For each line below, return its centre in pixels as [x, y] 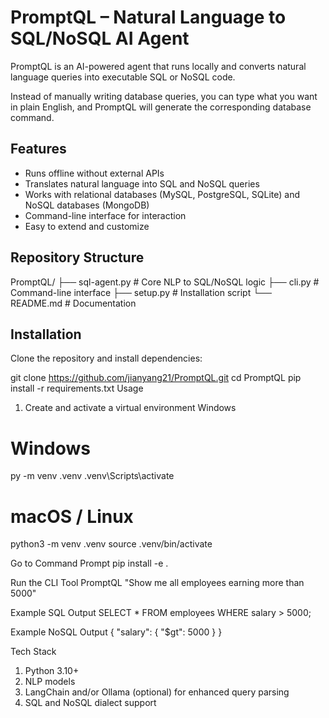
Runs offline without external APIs [94, 173]
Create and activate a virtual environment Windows [130, 408]
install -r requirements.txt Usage [77, 388]
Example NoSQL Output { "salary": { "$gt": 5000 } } [116, 632]
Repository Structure [77, 257]
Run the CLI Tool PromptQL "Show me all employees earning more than [157, 583]
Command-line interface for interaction [105, 215]
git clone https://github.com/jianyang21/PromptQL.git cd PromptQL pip [156, 378]
